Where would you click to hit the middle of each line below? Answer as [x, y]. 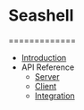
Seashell [41, 16]
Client [46, 86]
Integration [55, 96]
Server [47, 76]
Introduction [44, 57]
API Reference [48, 67]
